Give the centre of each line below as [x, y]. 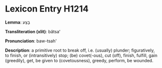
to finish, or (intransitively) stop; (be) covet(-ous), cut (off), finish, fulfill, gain [81, 55]
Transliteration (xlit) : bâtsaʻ [33, 31]
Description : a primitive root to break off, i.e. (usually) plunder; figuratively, [80, 50]
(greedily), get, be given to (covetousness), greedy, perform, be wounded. [79, 60]
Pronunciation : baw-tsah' [31, 41]
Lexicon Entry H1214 [47, 9]
